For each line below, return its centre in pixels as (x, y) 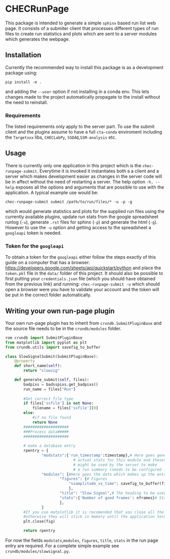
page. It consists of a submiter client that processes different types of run (82, 28)
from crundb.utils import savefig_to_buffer (53, 347)
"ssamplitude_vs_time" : (94, 484)
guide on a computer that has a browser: (48, 263)
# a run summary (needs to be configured (117, 470)
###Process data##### (46, 432)
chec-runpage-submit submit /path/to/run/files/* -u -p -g (69, 202)
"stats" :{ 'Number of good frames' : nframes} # (108, 498)
